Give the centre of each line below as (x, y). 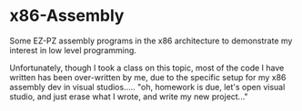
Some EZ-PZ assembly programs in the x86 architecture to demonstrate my (151, 41)
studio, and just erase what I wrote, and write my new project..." (129, 97)
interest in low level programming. (73, 50)
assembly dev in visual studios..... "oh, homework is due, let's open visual (147, 87)
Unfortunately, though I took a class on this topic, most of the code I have (147, 68)
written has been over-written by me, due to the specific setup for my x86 (148, 77)
